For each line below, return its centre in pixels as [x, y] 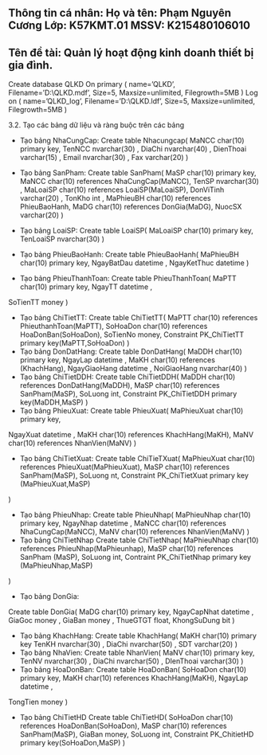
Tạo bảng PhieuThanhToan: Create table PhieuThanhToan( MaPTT [128, 279]
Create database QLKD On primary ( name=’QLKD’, [92, 84]
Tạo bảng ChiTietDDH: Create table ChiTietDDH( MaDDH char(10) [128, 377]
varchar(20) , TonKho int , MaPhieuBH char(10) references [115, 198]
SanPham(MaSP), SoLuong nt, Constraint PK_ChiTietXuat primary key [134, 475]
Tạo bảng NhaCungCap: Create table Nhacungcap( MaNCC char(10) [132, 141]
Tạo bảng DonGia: [49, 597]
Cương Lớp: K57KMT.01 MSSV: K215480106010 [130, 26]
